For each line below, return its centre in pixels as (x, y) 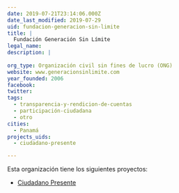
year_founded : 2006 (36, 78)
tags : (15, 98)
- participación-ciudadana (53, 111)
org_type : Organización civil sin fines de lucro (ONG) (90, 65)
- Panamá (26, 130)
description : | (29, 53)
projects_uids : (29, 137)
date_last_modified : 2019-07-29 (54, 20)
